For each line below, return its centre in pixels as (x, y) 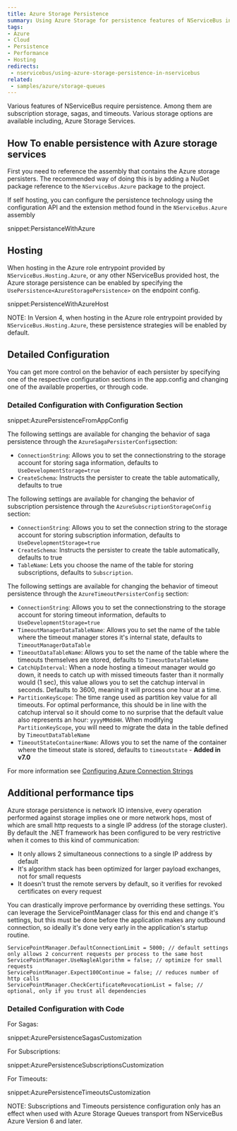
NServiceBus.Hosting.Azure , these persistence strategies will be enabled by (117, 325)
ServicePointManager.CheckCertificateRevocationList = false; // (105, 985)
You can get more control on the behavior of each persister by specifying (114, 372)
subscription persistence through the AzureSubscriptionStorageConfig (109, 506)
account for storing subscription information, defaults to (99, 535)
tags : (15, 27)
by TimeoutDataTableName (54, 734)
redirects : (23, 66)
